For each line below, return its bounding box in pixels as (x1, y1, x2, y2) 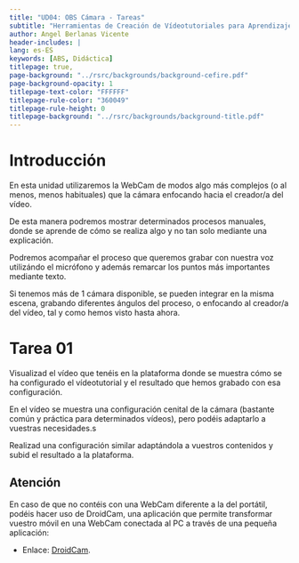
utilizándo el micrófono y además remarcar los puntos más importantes (9, 261, 271, 272)
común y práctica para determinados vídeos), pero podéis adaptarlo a (9, 414, 266, 423)
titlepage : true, (9, 63, 74, 72)
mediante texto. (9, 271, 67, 282)
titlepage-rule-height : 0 (9, 104, 105, 113)
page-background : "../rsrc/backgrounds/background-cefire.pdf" (9, 71, 249, 80)
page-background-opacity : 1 (9, 79, 114, 88)
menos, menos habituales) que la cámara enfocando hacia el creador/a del (9, 189, 284, 200)
